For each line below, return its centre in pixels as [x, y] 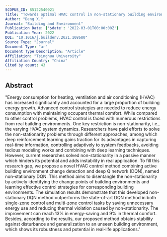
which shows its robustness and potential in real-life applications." [73, 229]
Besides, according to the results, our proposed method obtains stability [79, 219]
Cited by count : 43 [25, 65]
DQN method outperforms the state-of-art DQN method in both [91, 197]
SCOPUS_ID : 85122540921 [30, 10]
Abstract [19, 85]
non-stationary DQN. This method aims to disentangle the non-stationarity [81, 176]
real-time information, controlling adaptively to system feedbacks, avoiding [82, 145]
